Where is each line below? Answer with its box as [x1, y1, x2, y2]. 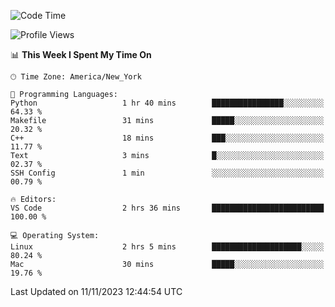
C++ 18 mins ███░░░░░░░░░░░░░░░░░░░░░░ [10, 133, 325, 143]
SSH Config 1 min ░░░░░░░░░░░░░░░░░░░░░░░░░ [10, 168, 325, 178]
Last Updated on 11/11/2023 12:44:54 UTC [10, 286, 183, 297]
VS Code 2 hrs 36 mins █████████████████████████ [10, 203, 325, 213]
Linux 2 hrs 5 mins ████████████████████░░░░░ [10, 242, 325, 252]
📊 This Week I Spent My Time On [10, 49, 152, 60]
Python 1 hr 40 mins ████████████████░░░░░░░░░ [10, 98, 325, 108]
